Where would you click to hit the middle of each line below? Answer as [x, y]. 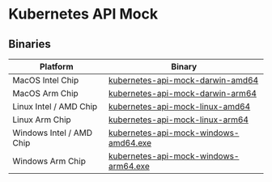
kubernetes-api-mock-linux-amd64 [179, 106]
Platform [57, 67]
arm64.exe [129, 166]
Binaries [30, 44]
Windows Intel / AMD [53, 133]
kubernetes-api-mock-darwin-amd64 [183, 80]
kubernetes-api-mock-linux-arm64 [178, 120]
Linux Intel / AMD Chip [55, 106]
